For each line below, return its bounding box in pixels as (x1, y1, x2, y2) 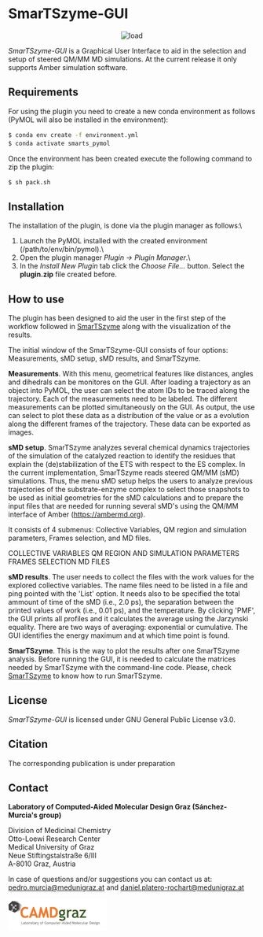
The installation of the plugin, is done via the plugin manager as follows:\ (8, 221, 243, 231)
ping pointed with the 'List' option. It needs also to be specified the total (8, 589, 241, 598)
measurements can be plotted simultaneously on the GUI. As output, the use (8, 402, 255, 412)
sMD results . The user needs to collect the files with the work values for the (8, 572, 254, 581)
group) (38, 810, 62, 820)
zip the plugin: (8, 162, 55, 172)
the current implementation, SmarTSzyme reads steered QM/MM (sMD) (8, 468, 239, 477)
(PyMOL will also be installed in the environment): (8, 115, 169, 124)
